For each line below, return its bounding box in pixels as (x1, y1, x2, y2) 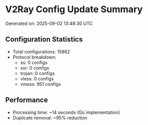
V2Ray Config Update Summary (5, 4, 143, 15)
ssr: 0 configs (20, 65, 49, 71)
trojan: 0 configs (20, 70, 55, 76)
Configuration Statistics (5, 35, 83, 44)
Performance (5, 96, 48, 105)
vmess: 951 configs (20, 81, 61, 87)
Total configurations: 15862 (12, 48, 70, 54)
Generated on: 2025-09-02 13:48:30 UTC (5, 20, 93, 26)
